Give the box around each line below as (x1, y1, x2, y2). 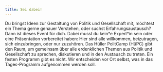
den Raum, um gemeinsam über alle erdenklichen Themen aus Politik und (5, 46, 152, 52)
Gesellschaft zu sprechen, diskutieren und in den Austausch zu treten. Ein (5, 51, 153, 57)
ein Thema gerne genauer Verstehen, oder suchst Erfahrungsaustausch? (5, 25, 151, 31)
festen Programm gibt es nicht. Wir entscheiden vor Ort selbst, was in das (5, 56, 153, 62)
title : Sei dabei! (5, 7, 42, 12)
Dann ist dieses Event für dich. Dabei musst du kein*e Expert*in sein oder (5, 30, 153, 36)
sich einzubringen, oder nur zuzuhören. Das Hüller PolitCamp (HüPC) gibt (5, 41, 153, 46)
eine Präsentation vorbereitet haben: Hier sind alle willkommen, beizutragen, (5, 36, 158, 42)
